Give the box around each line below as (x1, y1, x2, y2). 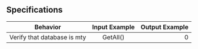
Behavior (34, 22, 62, 31)
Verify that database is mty (9, 33, 87, 41)
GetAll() (102, 33, 125, 41)
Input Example (92, 22, 135, 31)
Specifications (6, 5, 63, 15)
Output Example (140, 22, 189, 31)
